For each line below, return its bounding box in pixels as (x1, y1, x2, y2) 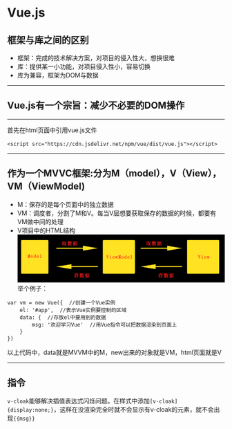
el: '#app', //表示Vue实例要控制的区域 (19, 307, 127, 313)
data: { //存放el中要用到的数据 (19, 313, 106, 321)
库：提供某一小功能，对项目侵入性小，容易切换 (17, 62, 151, 71)
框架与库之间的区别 (7, 34, 89, 46)
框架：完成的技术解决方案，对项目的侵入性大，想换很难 (17, 54, 175, 62)
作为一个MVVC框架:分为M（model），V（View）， (7, 167, 222, 179)
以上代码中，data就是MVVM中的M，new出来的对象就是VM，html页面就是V (7, 348, 222, 356)
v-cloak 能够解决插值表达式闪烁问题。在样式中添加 (7, 396, 151, 405)
